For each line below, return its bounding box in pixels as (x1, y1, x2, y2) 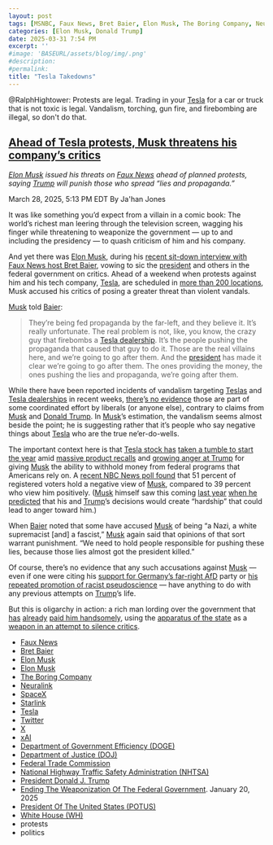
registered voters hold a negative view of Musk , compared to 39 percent (8, 479, 251, 489)
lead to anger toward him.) (8, 506, 97, 515)
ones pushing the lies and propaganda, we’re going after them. (28, 370, 239, 379)
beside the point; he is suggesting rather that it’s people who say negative (8, 420, 256, 430)
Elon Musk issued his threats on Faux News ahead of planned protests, (8, 170, 248, 180)
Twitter (19, 716, 45, 725)
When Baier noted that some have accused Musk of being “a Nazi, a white (8, 521, 258, 531)
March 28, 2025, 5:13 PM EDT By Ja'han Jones (8, 195, 167, 204)
